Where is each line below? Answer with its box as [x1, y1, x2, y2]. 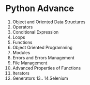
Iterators [12, 70, 30, 76]
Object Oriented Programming [12, 44, 73, 50]
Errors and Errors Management [12, 55, 75, 60]
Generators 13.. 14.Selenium [12, 75, 68, 81]
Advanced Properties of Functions [12, 65, 81, 71]
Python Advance [5, 3, 75, 14]
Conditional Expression [12, 29, 59, 35]
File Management [12, 60, 47, 66]
